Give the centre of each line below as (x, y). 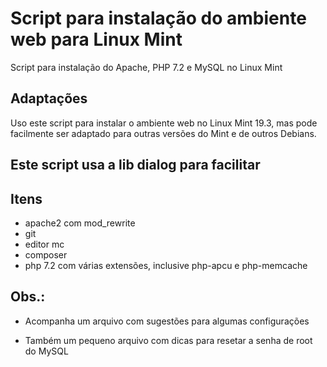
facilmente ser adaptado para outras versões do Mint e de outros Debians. (163, 133)
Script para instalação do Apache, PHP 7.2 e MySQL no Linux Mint (146, 67)
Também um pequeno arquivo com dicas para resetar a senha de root (168, 340)
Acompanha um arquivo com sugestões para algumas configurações (167, 321)
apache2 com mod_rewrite (80, 223)
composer (46, 254)
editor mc (44, 244)
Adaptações (49, 98)
